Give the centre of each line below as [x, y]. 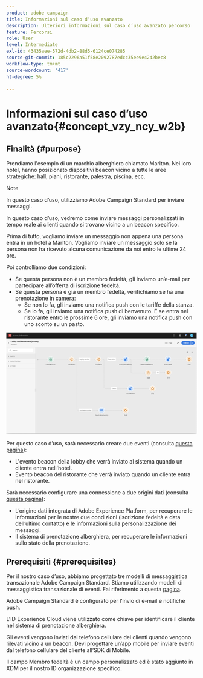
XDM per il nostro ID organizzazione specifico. [64, 668]
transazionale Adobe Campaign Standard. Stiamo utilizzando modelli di [95, 583]
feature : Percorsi [29, 32]
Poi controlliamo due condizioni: [46, 267]
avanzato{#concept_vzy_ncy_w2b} [96, 127]
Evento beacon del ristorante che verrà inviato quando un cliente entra [103, 474]
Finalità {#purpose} [44, 149]
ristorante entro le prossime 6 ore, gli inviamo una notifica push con [108, 317]
